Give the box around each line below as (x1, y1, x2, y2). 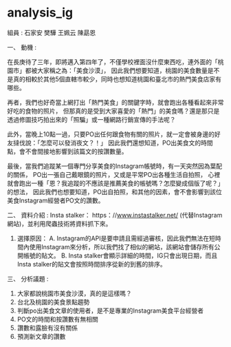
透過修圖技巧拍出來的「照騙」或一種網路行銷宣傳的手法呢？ (7, 115, 176, 123)
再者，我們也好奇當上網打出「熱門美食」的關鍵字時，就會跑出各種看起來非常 (7, 98, 224, 106)
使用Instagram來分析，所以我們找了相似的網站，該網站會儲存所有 (29, 242, 214, 251)
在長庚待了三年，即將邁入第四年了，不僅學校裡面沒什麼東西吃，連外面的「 (7, 57, 218, 66)
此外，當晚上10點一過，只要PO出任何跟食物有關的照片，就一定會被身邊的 (7, 129, 215, 138)
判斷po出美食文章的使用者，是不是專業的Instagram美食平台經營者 (16, 306, 204, 315)
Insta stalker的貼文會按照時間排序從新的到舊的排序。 (16, 260, 166, 268)
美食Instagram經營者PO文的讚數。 (7, 196, 104, 204)
